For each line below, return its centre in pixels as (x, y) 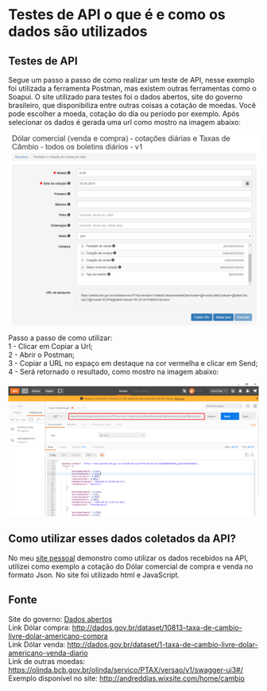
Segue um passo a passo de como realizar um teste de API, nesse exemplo (132, 80)
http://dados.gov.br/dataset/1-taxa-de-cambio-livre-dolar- (163, 644)
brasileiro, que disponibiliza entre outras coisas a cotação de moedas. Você (132, 105)
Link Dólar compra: (39, 627)
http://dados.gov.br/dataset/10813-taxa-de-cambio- (157, 627)
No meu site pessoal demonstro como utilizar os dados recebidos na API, (128, 557)
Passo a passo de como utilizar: (60, 338)
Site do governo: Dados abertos (60, 619)
